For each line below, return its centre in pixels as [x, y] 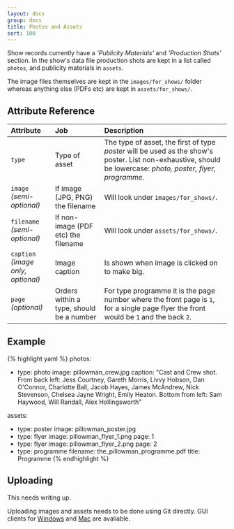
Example [26, 342]
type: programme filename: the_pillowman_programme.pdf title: [109, 451]
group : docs [24, 20]
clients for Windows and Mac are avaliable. [69, 519]
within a [68, 300]
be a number [76, 317]
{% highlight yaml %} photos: [49, 358]
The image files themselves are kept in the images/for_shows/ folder [104, 82]
